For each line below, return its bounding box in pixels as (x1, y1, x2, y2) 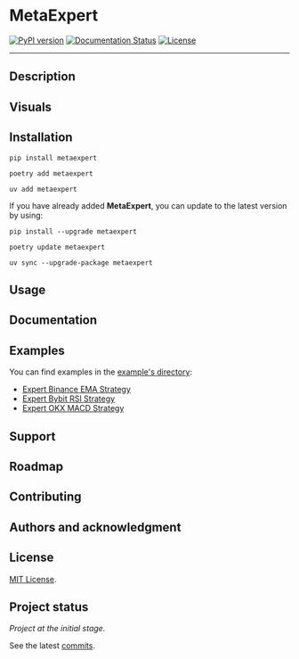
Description (9, 69, 76, 85)
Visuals (9, 99, 52, 114)
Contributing (9, 490, 82, 505)
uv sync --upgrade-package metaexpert (9, 258, 153, 268)
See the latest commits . (9, 640, 96, 651)
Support (9, 429, 56, 444)
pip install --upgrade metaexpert (9, 227, 138, 236)
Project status (9, 599, 89, 614)
